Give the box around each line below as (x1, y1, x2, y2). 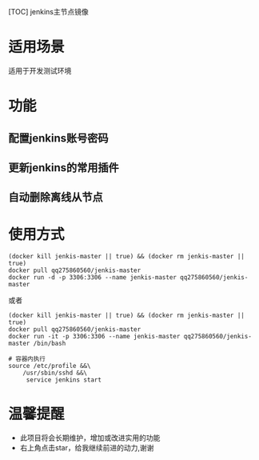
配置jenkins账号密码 (8, 131, 109, 145)
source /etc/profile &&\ (8, 362, 91, 370)
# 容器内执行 (8, 355, 46, 363)
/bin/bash (33, 339, 66, 348)
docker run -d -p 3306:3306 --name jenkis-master (8, 274, 177, 282)
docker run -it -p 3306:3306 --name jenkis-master (8, 333, 181, 341)
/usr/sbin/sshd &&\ (22, 369, 88, 378)
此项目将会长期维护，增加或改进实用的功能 (19, 433, 161, 442)
